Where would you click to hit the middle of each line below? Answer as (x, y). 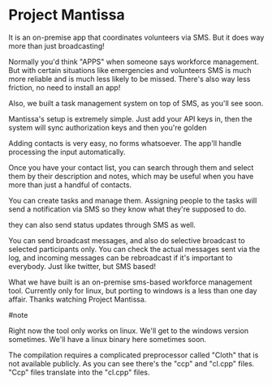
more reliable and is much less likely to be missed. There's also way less (130, 79)
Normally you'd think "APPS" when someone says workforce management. (134, 62)
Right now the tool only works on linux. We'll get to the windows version (129, 331)
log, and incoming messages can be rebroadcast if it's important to (121, 258)
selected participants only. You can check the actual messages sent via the (134, 249)
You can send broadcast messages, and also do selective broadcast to (127, 240)
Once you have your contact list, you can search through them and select (131, 167)
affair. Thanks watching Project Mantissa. (78, 299)
